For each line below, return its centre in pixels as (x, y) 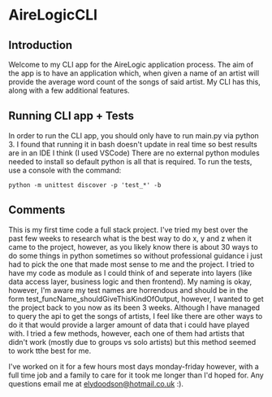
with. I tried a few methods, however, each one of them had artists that (127, 333)
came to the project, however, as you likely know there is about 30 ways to (133, 246)
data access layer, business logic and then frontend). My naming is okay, (130, 281)
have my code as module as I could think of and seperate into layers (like (130, 273)
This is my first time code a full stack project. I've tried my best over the (128, 229)
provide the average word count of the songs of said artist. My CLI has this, (135, 82)
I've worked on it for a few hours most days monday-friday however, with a (134, 366)
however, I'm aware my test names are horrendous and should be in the (128, 290)
